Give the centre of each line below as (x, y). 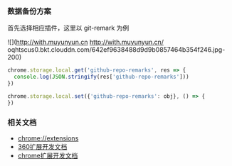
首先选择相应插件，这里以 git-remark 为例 (68, 28)
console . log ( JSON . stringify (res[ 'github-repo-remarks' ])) (102, 77)
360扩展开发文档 (42, 146)
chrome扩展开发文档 (48, 155)
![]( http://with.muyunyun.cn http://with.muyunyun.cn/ (86, 42)
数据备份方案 (30, 11)
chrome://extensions (48, 138)
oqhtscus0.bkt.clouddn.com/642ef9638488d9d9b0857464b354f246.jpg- (116, 50)
